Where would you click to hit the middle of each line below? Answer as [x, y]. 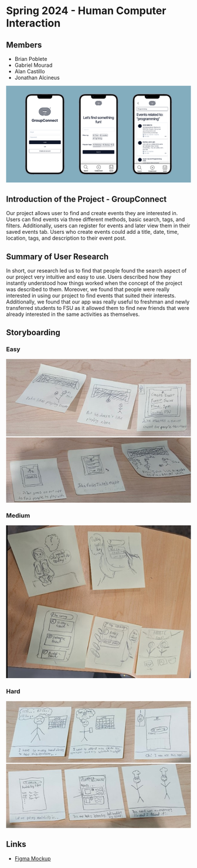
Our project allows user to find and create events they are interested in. [92, 213]
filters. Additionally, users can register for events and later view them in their [98, 226]
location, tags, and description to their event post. [66, 238]
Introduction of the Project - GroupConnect [86, 199]
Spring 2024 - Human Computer [86, 11]
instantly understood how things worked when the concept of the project [94, 283]
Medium [18, 516]
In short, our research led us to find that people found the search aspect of [96, 270]
